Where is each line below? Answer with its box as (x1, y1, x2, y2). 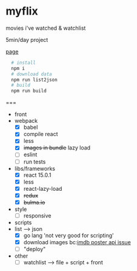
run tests (23, 158, 46, 165)
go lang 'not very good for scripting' (23, 232, 115, 239)
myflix (5, 4, 38, 18)
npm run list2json (11, 77, 58, 83)
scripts (14, 219, 32, 226)
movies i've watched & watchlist (5, 24, 86, 32)
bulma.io (23, 199, 45, 206)
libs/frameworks (14, 165, 56, 172)
